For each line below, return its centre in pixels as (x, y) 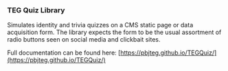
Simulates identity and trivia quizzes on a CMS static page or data (100, 25)
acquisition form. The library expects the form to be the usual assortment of (114, 32)
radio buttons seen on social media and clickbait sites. (84, 40)
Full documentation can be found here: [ (64, 53)
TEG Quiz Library (36, 10)
